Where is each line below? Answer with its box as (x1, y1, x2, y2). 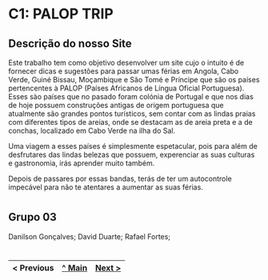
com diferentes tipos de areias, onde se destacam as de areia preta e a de (8, 118, 254, 126)
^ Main (62, 262, 88, 273)
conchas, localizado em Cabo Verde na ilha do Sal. (8, 126, 176, 135)
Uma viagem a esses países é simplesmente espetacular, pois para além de (8, 142, 258, 150)
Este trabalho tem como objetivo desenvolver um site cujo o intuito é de (8, 58, 245, 67)
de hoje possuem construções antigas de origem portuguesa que (8, 101, 224, 110)
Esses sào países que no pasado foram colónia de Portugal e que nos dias (8, 92, 254, 101)
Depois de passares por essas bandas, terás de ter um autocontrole (8, 174, 232, 183)
